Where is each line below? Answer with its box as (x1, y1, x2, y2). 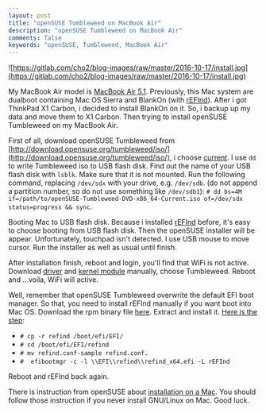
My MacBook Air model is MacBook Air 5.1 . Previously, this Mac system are (8, 87, 254, 96)
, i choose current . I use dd (169, 152, 256, 163)
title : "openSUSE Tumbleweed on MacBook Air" (8, 19, 161, 27)
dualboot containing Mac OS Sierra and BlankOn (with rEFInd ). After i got (8, 95, 247, 105)
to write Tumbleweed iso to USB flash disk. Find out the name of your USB (8, 161, 252, 171)
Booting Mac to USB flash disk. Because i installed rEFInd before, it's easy (8, 218, 251, 227)
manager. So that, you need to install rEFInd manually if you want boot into (8, 299, 252, 308)
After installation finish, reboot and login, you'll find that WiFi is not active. (8, 258, 249, 268)
